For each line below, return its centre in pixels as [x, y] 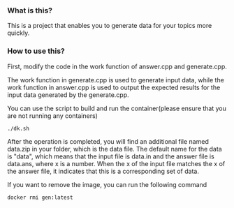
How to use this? [36, 51]
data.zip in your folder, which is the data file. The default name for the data [115, 149]
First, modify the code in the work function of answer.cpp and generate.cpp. [117, 66]
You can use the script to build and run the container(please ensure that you [117, 108]
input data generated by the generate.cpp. [68, 95]
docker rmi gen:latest [40, 198]
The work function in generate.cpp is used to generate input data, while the [116, 80]
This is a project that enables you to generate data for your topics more [110, 26]
